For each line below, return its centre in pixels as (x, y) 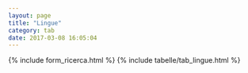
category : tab (32, 30)
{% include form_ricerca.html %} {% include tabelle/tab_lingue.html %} (124, 60)
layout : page (30, 15)
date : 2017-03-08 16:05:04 (53, 38)
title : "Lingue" (35, 23)
